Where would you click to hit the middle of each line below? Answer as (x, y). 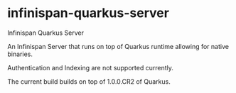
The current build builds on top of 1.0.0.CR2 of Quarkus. (89, 81)
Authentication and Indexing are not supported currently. (91, 67)
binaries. (20, 54)
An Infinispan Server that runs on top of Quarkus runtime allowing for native (118, 46)
